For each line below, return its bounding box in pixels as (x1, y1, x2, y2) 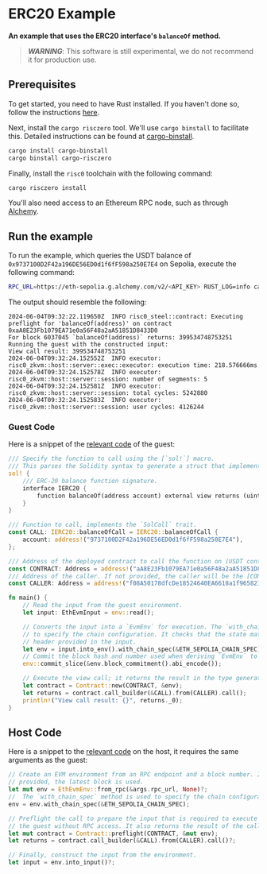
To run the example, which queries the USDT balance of (8, 251, 192, 261)
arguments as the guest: (8, 756, 88, 765)
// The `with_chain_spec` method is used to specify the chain (8, 793, 226, 801)
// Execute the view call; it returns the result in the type (22, 675, 233, 683)
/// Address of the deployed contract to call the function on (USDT (8, 557, 244, 565)
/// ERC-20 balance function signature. (22, 477, 158, 485)
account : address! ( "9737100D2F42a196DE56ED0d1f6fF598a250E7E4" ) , (22, 536, 244, 544)
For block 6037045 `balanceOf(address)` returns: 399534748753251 (8, 334, 233, 342)
